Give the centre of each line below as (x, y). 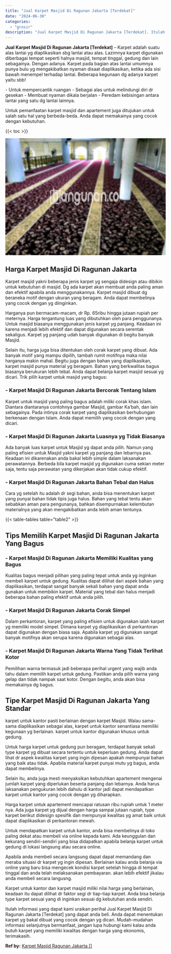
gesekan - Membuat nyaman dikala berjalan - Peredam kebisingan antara (82, 95)
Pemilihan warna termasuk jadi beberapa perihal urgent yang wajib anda (81, 668)
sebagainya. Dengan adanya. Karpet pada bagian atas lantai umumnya (79, 64)
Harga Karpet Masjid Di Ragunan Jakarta (71, 269)
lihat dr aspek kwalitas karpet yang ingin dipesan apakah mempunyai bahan (85, 758)
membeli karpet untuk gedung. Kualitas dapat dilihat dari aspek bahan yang (84, 581)
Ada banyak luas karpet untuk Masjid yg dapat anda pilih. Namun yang (79, 447)
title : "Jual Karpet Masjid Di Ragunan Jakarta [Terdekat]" (70, 11)
